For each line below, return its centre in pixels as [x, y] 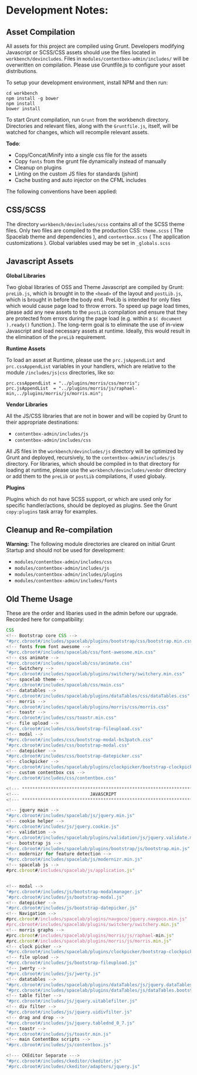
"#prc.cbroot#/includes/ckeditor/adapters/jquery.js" [73, 1066]
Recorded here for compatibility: [45, 619]
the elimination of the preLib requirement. [56, 337]
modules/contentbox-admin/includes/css [63, 562]
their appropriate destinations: [43, 422]
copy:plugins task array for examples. [52, 511]
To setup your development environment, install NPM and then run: [87, 82]
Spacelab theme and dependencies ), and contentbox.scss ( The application [98, 237]
